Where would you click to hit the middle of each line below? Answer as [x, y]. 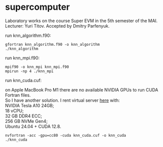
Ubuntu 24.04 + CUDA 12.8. [33, 126]
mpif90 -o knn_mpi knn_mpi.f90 [37, 67]
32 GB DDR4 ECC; [24, 116]
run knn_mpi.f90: [22, 58]
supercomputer [38, 7]
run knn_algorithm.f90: [28, 35]
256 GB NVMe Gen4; [27, 121]
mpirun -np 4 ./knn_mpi [29, 71]
